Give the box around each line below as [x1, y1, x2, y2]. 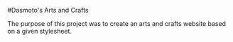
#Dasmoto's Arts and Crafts [7, 6, 89, 14]
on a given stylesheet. [7, 27, 72, 35]
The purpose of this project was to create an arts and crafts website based [7, 20, 226, 27]
